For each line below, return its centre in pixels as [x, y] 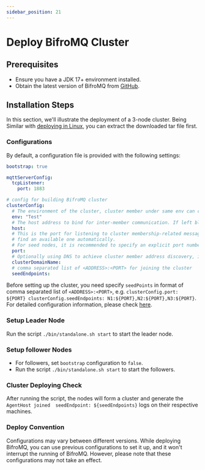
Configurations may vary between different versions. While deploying [94, 441]
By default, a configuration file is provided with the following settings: [94, 155]
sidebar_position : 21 [34, 12]
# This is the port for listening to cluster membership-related [97, 234]
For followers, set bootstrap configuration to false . [79, 363]
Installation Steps [40, 105]
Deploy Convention [35, 427]
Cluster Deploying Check [44, 385]
